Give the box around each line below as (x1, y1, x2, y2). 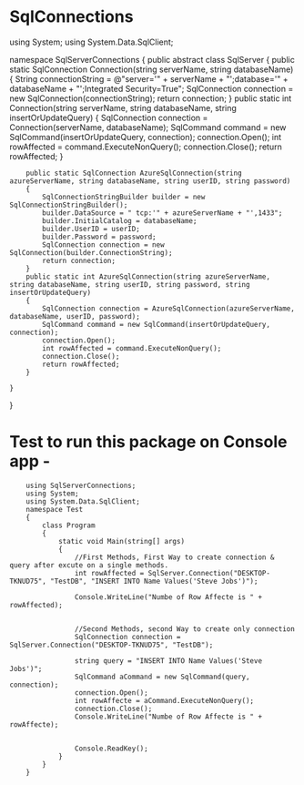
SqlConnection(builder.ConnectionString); (9, 248, 173, 257)
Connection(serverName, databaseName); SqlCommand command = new (9, 121, 287, 133)
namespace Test (25, 505, 84, 514)
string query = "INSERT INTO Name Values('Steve (74, 656, 262, 666)
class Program (42, 521, 96, 530)
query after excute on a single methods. (9, 560, 169, 570)
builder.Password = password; (42, 232, 157, 241)
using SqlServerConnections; (25, 481, 137, 490)
